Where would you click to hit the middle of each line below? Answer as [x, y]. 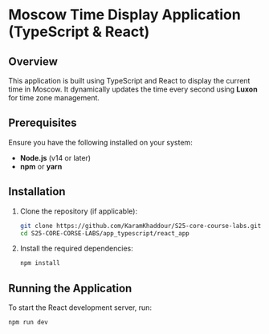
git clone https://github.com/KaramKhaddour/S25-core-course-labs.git [141, 226]
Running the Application [70, 288]
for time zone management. [54, 98]
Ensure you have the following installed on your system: [100, 142]
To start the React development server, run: [80, 308]
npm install [40, 263]
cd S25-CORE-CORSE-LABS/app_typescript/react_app [105, 233]
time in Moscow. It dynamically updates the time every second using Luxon [133, 89]
